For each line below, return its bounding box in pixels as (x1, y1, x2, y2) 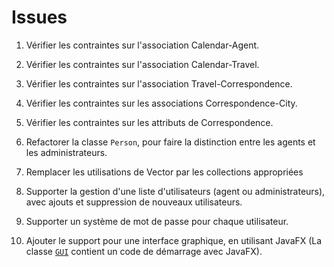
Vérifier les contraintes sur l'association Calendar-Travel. (25, 58, 260, 70)
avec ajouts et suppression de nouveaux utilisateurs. (25, 196, 243, 208)
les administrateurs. (25, 146, 108, 158)
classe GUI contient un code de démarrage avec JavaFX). (25, 245, 263, 257)
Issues (11, 6, 68, 29)
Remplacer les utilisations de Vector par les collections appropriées (25, 166, 304, 178)
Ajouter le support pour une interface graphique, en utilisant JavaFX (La (25, 234, 323, 246)
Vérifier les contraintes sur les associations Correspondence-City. (25, 97, 298, 109)
